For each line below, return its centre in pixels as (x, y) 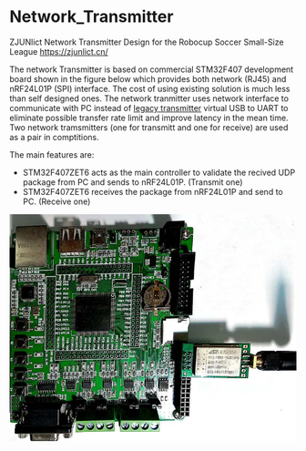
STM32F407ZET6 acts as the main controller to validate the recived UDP (159, 172)
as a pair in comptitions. (55, 137)
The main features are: (52, 154)
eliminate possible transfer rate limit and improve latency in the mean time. (149, 118)
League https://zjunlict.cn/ (59, 51)
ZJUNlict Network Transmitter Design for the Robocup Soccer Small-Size (147, 42)
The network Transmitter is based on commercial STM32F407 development (152, 69)
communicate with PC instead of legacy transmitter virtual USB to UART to (149, 108)
